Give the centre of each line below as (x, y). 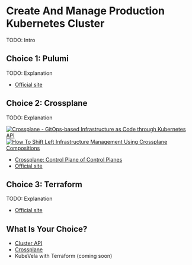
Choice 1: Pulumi (38, 59)
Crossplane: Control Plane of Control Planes (68, 159)
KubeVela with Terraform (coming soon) (63, 256)
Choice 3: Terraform (44, 184)
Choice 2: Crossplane (47, 103)
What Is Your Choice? (47, 229)
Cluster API (28, 243)
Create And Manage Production (85, 11)
